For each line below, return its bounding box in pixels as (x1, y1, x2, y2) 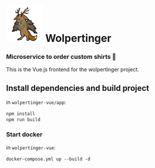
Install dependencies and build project (6, 83, 150, 93)
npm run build (6, 117, 41, 123)
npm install (6, 111, 35, 117)
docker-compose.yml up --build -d (6, 156, 91, 162)
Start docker (6, 130, 43, 139)
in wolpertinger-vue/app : (6, 99, 66, 106)
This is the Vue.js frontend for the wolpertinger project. (6, 66, 139, 73)
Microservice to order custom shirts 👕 (6, 52, 116, 61)
